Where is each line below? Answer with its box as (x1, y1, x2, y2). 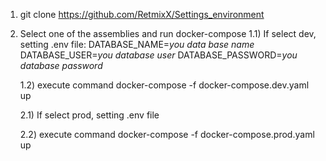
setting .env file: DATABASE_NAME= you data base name (19, 39, 255, 50)
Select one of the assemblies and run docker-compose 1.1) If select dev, (19, 28, 317, 39)
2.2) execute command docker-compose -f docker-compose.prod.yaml (19, 129, 315, 140)
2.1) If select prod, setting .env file (19, 109, 160, 121)
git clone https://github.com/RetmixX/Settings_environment (19, 9, 265, 20)
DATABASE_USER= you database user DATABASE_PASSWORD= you (19, 49, 298, 61)
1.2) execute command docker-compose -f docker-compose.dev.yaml (19, 79, 310, 91)
